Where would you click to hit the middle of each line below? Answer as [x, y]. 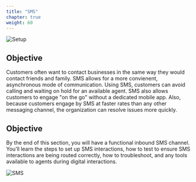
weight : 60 [20, 22]
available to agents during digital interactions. [62, 161]
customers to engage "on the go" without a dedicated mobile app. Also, [94, 97]
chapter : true [24, 17]
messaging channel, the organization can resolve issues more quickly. [92, 110]
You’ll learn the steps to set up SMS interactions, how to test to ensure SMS [98, 149]
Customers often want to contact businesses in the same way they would [96, 72]
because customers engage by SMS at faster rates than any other [86, 103]
